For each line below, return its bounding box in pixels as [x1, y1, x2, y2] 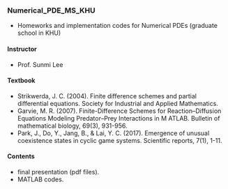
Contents [7, 152, 35, 160]
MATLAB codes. [17, 175, 64, 183]
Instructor [7, 45, 37, 53]
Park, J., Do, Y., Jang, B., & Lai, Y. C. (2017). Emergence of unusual [17, 128, 210, 137]
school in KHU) [17, 29, 61, 37]
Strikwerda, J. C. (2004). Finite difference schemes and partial [17, 91, 197, 100]
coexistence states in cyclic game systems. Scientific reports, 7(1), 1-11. [17, 136, 222, 144]
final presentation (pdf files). [17, 167, 100, 176]
